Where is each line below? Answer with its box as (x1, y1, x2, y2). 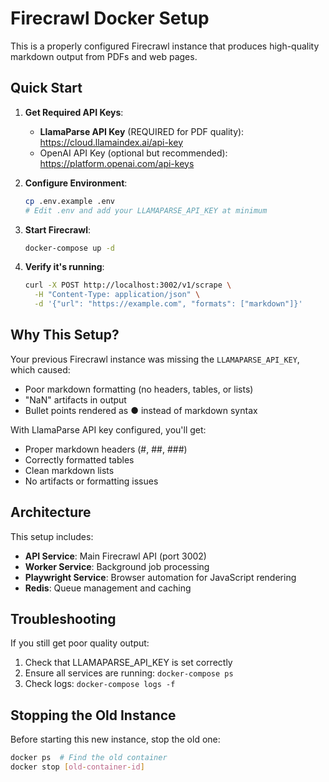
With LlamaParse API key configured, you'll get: (10, 423, 207, 436)
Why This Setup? (10, 327, 120, 344)
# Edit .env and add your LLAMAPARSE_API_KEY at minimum (24, 205, 268, 216)
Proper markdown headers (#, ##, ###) (24, 443, 188, 455)
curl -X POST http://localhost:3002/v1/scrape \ (24, 280, 232, 291)
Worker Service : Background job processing (24, 560, 210, 572)
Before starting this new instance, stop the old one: (10, 733, 221, 746)
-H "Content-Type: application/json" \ (34, 290, 201, 300)
